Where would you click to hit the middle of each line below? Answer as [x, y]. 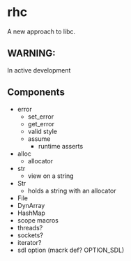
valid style [43, 131]
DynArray [31, 205]
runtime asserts [61, 146]
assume [39, 139]
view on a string [51, 176]
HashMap [31, 213]
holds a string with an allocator [72, 191]
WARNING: [31, 53]
